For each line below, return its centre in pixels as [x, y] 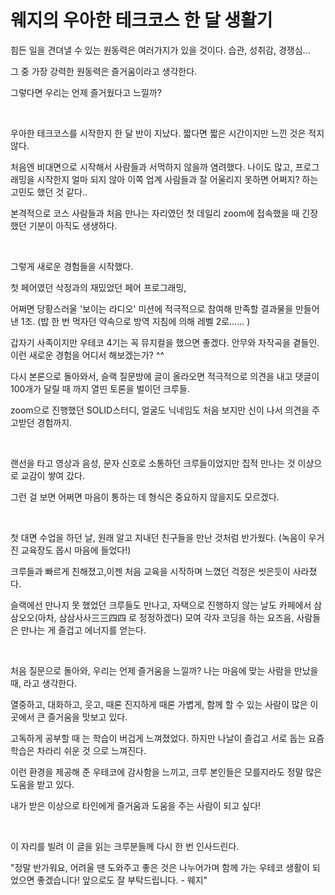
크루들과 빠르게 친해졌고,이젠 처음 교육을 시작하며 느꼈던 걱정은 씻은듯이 [150, 571]
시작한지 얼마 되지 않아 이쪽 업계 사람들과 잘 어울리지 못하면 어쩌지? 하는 [177, 179]
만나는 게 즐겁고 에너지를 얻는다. [83, 630]
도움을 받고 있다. [42, 784]
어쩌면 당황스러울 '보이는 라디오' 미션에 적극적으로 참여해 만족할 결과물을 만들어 [165, 308]
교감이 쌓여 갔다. [52, 475]
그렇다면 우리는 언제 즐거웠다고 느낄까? [86, 92]
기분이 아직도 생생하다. [73, 225]
